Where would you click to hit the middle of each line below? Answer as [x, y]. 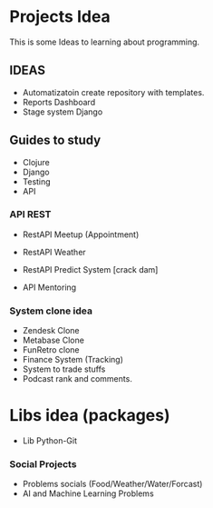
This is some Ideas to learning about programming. [105, 42]
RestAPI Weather [54, 252]
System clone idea [51, 311]
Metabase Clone [53, 340]
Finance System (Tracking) [73, 360]
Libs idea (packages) [90, 416]
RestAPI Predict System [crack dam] [90, 269]
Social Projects [43, 464]
